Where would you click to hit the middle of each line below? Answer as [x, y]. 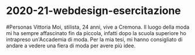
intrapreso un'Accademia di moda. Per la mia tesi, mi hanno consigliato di [94, 39]
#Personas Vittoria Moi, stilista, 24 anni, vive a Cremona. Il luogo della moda [98, 27]
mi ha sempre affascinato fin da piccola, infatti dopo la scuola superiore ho [96, 33]
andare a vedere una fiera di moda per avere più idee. [71, 46]
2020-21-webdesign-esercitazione [94, 11]
